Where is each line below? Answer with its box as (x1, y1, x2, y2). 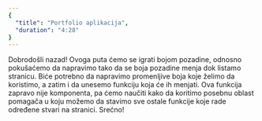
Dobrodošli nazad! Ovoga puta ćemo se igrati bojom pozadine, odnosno (8, 55, 242, 64)
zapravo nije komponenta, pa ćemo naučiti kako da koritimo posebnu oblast (8, 88, 254, 98)
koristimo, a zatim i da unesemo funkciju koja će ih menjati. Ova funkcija (8, 80, 242, 90)
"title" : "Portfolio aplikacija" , (15, 19, 129, 27)
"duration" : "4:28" (15, 26, 80, 34)
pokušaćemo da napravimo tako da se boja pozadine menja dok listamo (8, 64, 241, 73)
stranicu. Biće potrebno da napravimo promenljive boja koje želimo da (8, 71, 235, 81)
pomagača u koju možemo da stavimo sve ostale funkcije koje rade (8, 97, 226, 106)
